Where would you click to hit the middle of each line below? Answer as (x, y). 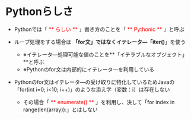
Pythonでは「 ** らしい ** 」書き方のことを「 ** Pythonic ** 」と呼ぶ (99, 29)
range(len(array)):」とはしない (61, 109)
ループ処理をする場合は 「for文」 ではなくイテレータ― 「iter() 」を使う (100, 42)
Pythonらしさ (39, 12)
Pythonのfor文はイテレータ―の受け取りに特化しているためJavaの (94, 82)
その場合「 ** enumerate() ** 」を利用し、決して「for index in (99, 102)
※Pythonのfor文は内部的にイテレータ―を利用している (89, 69)
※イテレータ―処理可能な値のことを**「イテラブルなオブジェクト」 (105, 54)
